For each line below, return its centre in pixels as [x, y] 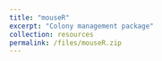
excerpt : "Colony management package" [81, 26]
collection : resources [51, 34]
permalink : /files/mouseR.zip [66, 43]
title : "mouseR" [39, 17]
